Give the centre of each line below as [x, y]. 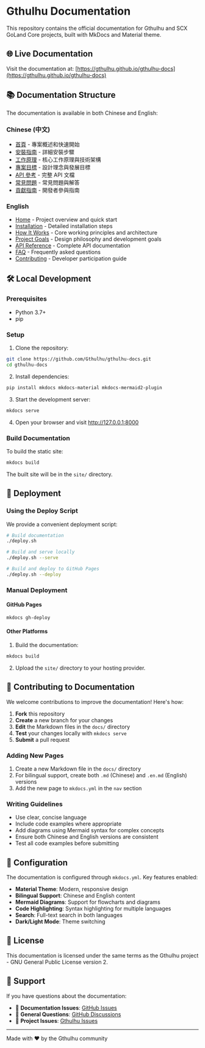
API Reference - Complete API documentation [73, 246]
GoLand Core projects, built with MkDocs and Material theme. [84, 34]
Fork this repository [40, 714]
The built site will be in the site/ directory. [59, 474]
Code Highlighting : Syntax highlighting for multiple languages [93, 909]
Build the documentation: [47, 645]
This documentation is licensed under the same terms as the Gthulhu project [103, 955]
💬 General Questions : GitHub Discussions [68, 1014]
